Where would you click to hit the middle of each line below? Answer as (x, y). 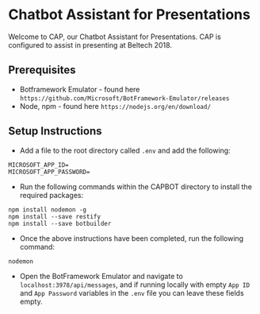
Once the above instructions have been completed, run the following (132, 238)
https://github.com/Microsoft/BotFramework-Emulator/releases (124, 98)
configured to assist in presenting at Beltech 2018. (90, 45)
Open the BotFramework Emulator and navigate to (101, 276)
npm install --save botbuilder (60, 223)
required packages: (52, 195)
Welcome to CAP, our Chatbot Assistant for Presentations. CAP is (115, 37)
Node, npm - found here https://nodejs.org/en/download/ (115, 106)
